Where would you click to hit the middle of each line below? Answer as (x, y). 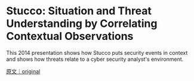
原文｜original (23, 71)
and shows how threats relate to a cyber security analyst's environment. (95, 59)
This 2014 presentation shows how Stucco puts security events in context (97, 52)
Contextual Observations (70, 36)
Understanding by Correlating (82, 24)
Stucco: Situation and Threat (79, 11)
